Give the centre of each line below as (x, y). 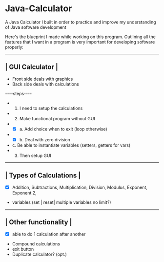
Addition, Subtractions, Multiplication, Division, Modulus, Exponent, (80, 187)
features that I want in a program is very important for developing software (80, 42)
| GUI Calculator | (32, 67)
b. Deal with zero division (45, 139)
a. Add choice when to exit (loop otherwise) (63, 129)
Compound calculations (36, 244)
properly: (14, 47)
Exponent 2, (24, 193)
